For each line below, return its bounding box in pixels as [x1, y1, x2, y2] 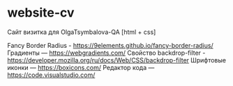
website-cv [7, 5, 75, 21]
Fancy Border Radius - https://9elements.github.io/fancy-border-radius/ [7, 41, 214, 49]
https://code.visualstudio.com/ [7, 71, 96, 79]
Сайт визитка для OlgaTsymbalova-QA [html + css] [7, 28, 156, 36]
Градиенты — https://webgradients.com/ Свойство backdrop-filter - [7, 49, 206, 57]
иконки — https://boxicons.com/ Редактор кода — [7, 63, 155, 71]
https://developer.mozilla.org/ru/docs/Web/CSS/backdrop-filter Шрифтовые [7, 55, 227, 64]
